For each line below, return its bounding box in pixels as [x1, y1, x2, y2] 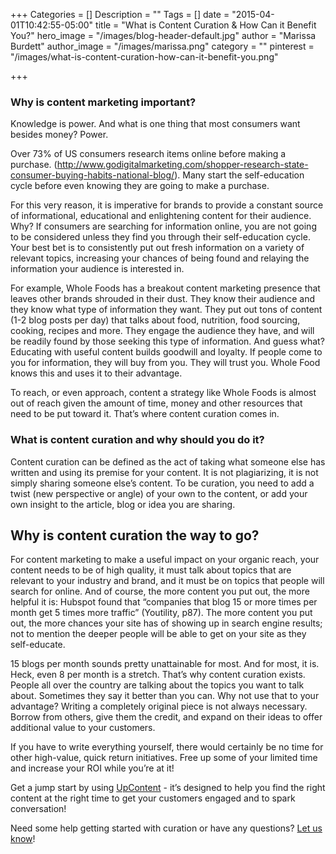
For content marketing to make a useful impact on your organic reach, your [10, 554, 320, 566]
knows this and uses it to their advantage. [10, 367, 183, 379]
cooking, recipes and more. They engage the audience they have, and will [10, 325, 315, 337]
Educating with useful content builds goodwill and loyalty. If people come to [10, 346, 323, 358]
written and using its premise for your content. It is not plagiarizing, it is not [10, 466, 319, 478]
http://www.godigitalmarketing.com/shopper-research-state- [56, 159, 309, 171]
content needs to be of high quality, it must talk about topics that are [10, 564, 292, 576]
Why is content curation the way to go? [10, 527, 260, 544]
